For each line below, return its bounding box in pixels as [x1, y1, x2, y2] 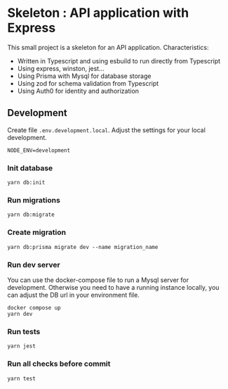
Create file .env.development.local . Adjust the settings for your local [7, 125, 206, 134]
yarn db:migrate [7, 211, 55, 219]
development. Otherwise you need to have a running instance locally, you [7, 283, 220, 291]
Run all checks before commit [7, 359, 111, 369]
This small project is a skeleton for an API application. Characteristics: [7, 43, 209, 51]
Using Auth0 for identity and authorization [17, 87, 139, 95]
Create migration [7, 227, 67, 237]
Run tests [7, 326, 41, 336]
